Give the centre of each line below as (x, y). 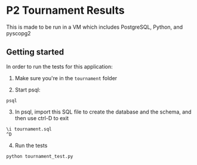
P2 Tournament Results (65, 10)
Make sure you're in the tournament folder (66, 78)
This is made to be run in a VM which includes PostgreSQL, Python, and (95, 27)
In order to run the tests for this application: (60, 66)
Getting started (35, 52)
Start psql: (27, 90)
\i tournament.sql (29, 129)
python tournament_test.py (40, 156)
